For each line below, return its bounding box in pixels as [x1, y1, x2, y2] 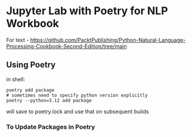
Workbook [6, 17, 60, 30]
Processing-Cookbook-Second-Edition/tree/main [6, 43, 127, 50]
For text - [6, 36, 29, 43]
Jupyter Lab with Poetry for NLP [6, 4, 168, 18]
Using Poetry [6, 60, 56, 70]
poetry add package [6, 87, 55, 93]
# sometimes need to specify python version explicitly [6, 92, 148, 98]
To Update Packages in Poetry [6, 123, 95, 131]
